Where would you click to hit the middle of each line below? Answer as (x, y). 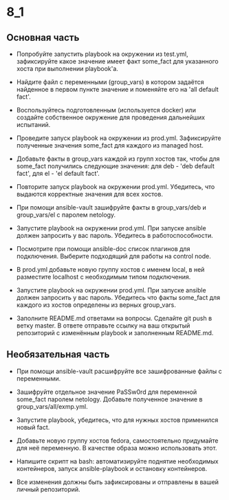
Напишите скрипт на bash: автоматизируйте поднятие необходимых (118, 461)
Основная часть (43, 38)
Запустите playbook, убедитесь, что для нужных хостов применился (117, 420)
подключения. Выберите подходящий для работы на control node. (113, 256)
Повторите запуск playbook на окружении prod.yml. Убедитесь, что (116, 187)
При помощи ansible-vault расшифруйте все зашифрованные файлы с (119, 371)
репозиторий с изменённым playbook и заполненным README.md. (115, 333)
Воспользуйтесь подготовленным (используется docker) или (106, 110)
